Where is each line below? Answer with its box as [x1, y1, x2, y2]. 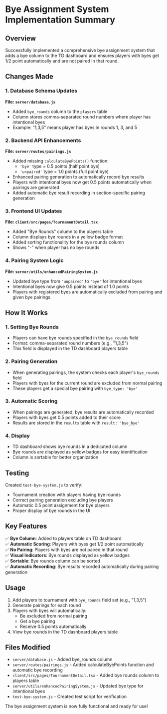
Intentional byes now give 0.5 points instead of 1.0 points [12, 283, 129, 289]
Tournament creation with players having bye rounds [12, 491, 121, 497]
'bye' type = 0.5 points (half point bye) [19, 163, 100, 169]
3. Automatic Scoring [5, 397, 58, 404]
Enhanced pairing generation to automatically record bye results [12, 173, 145, 179]
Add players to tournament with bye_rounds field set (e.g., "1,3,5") [12, 596, 147, 603]
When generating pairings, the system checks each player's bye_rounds [12, 369, 160, 375]
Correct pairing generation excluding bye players [12, 496, 113, 503]
